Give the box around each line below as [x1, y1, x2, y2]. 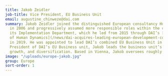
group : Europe [5, 58, 35, 63]
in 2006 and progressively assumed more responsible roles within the [9, 26, 160, 31]
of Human [9, 35, 28, 40]
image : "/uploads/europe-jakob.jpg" [5, 53, 81, 59]
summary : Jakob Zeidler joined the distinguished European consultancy [5, 21, 157, 26]
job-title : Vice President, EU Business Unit [5, 12, 101, 17]
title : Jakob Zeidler [5, 7, 50, 12]
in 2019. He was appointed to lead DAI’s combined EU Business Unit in [9, 40, 162, 45]
